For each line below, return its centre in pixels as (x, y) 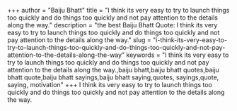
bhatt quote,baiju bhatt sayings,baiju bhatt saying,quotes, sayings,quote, (113, 77)
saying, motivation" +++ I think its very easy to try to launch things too (110, 85)
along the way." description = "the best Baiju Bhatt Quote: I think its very (112, 25)
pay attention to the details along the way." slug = (80, 40)
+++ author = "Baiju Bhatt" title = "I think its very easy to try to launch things (118, 10)
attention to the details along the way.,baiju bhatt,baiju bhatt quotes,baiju (113, 70)
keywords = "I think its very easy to (178, 55)
